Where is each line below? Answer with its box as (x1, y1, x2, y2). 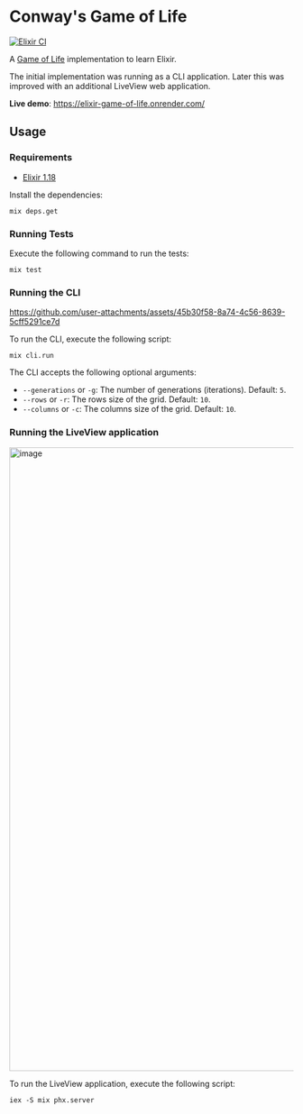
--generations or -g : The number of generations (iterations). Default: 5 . (22, 385, 287, 396)
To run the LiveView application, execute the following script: (9, 1078, 236, 1089)
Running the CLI (9, 286, 81, 298)
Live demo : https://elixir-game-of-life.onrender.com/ (9, 97, 206, 109)
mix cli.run (9, 352, 54, 361)
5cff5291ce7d (9, 316, 60, 327)
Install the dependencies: (9, 189, 104, 200)
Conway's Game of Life (9, 6, 188, 27)
